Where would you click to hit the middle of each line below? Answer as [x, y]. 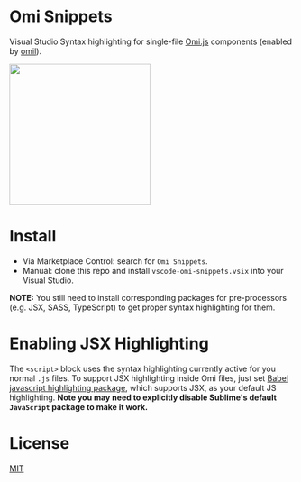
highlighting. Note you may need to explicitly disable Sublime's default [143, 397]
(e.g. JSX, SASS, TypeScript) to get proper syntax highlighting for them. [142, 307]
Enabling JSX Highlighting [109, 344]
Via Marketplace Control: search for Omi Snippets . [115, 261]
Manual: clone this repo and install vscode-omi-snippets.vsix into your [153, 270]
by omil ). [26, 50]
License [40, 443]
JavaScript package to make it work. [79, 406]
